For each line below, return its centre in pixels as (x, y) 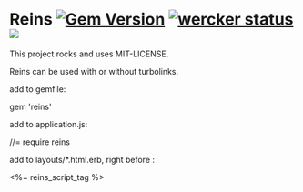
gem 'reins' (30, 106)
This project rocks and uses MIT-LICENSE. (89, 54)
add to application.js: (49, 124)
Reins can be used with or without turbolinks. (94, 71)
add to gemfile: (38, 89)
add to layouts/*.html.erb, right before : (82, 159)
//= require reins (40, 142)
